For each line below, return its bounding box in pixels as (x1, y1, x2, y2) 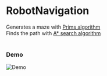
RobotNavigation (6, 4, 90, 18)
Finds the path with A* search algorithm (6, 29, 101, 36)
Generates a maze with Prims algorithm (6, 23, 101, 30)
